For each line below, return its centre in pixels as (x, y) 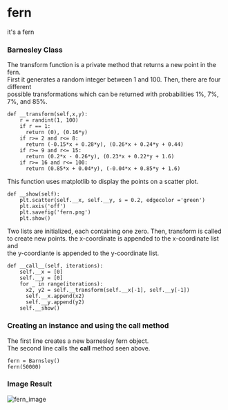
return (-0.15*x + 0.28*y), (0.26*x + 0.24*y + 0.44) (105, 145)
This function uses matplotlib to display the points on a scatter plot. (103, 182)
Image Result (30, 384)
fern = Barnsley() (34, 361)
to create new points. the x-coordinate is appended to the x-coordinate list (113, 239)
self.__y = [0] (41, 278)
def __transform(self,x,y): (48, 114)
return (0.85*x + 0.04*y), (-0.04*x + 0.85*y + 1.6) (103, 169)
